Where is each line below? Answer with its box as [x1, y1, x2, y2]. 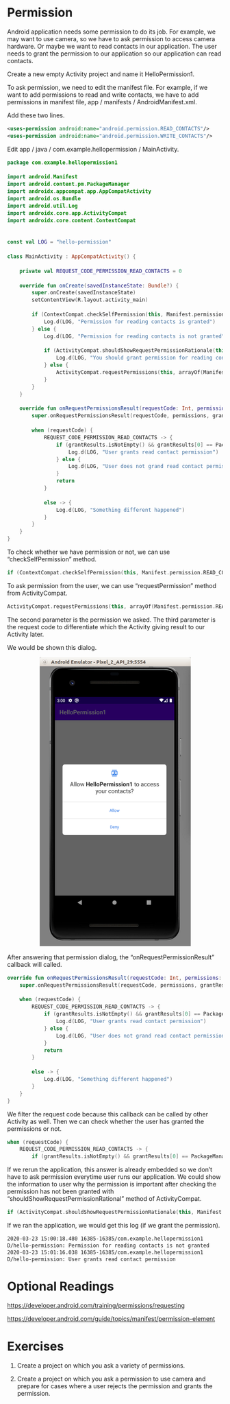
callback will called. [7, 960, 63, 968]
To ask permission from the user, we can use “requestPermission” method [7, 581, 217, 589]
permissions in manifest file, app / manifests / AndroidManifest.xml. [7, 97, 197, 106]
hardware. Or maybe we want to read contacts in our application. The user [7, 42, 217, 50]
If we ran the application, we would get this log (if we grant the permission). [7, 1221, 220, 1230]
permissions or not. [7, 1124, 62, 1133]
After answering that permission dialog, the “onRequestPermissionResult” [7, 952, 214, 961]
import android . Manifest [7, 174, 78, 180]
